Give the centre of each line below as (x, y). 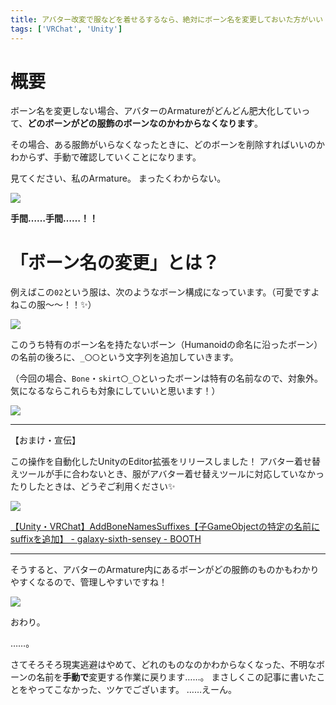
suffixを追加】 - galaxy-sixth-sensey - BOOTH (106, 539)
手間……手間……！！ (54, 218)
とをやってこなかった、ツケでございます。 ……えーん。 (124, 690)
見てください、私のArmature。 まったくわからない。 (118, 178)
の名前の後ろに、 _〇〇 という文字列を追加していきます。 (124, 357)
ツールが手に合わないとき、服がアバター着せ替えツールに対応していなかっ (171, 474)
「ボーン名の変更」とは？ (115, 262)
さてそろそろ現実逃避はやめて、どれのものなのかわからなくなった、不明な (163, 665)
